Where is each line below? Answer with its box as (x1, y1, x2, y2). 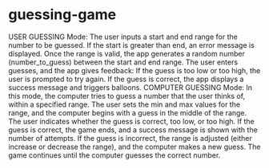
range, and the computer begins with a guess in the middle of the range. (8, 107, 247, 117)
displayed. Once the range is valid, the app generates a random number (8, 49, 246, 58)
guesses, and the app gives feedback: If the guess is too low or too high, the (8, 65, 261, 75)
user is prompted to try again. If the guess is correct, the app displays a (8, 74, 244, 84)
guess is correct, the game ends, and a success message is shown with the (8, 125, 258, 135)
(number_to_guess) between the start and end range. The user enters (8, 57, 239, 67)
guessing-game (8, 6, 117, 24)
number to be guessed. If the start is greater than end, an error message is (8, 40, 255, 49)
